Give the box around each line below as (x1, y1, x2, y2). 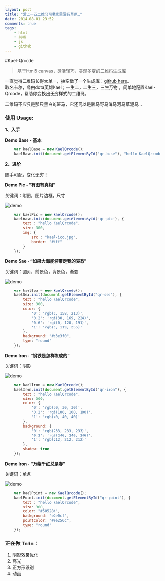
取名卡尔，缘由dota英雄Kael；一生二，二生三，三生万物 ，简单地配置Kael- (5, 84, 156, 90)
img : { (23, 230, 36, 235)
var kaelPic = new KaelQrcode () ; (14, 212, 82, 217)
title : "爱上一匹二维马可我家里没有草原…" (5, 12, 82, 17)
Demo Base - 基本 (5, 137, 42, 143)
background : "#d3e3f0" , (23, 334, 71, 339)
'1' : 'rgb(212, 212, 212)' (31, 437, 87, 442)
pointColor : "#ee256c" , (23, 518, 71, 523)
